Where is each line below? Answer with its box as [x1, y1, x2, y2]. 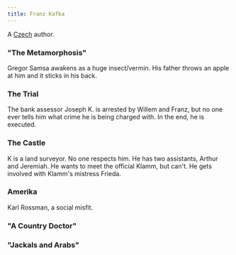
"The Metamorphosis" [7, 48, 87, 58]
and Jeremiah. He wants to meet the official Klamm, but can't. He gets [7, 161, 213, 170]
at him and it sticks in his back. [7, 71, 98, 80]
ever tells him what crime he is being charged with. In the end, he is [7, 113, 204, 121]
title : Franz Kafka [7, 10, 65, 18]
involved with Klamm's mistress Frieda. [7, 169, 122, 178]
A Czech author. [7, 30, 55, 38]
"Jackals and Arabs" [7, 239, 79, 249]
